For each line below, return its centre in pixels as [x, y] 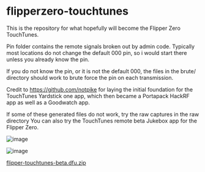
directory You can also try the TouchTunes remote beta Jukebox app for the [102, 121]
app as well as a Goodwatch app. [48, 102]
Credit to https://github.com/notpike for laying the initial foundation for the [100, 89]
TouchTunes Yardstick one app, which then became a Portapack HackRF [98, 96]
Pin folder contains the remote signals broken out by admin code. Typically [100, 46]
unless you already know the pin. [48, 59]
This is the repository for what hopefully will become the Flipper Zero [93, 28]
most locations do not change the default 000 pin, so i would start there [97, 52]
